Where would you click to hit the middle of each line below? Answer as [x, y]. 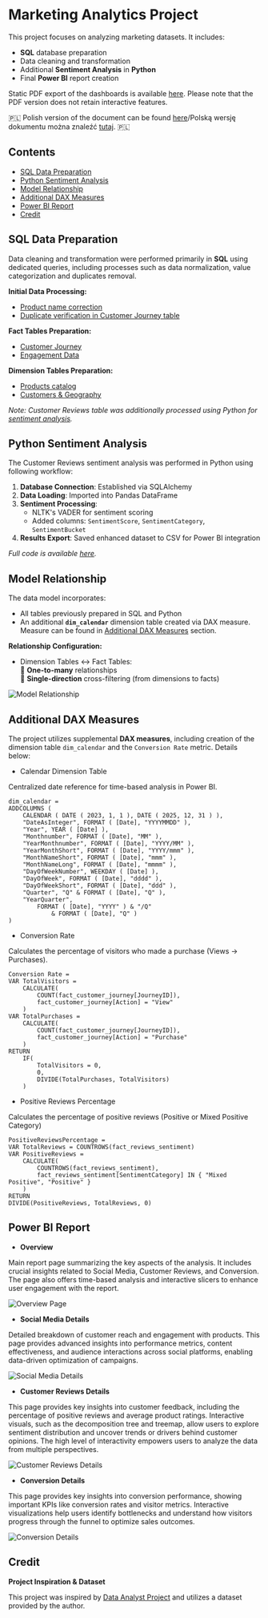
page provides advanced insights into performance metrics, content [120, 1343]
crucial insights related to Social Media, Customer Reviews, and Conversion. [134, 1271]
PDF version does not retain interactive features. [88, 102]
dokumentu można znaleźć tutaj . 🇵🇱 [69, 127]
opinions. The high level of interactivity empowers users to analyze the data [133, 1441]
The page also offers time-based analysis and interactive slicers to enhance [133, 1279]
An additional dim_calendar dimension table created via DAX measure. [135, 622]
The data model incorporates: [57, 598]
